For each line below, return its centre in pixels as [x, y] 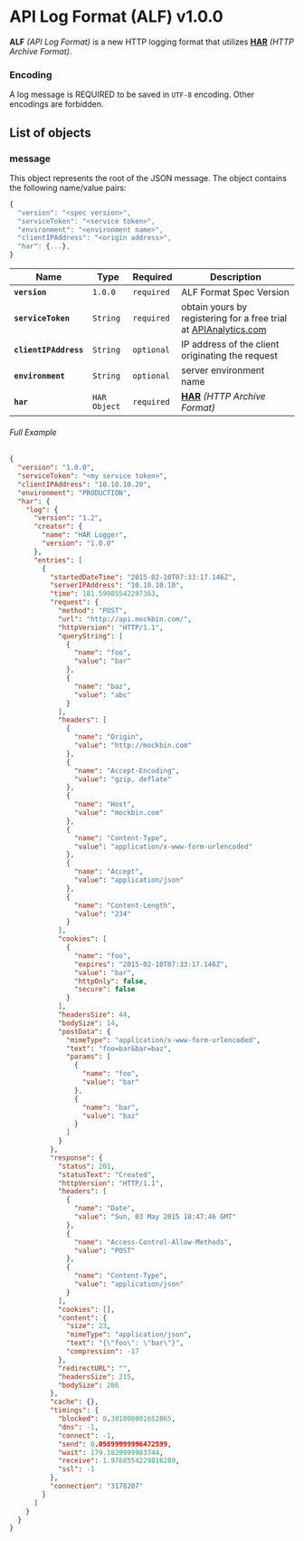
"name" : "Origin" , [109, 737]
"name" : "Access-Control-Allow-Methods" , [153, 1242]
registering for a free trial [234, 319]
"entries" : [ [58, 560]
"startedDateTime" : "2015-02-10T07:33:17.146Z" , [143, 577]
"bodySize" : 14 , [88, 1023]
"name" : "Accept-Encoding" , [127, 770]
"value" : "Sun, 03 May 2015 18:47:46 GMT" [155, 1217]
